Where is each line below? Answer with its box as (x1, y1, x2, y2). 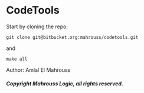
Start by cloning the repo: (6, 23, 68, 30)
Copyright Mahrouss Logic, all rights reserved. (6, 80, 124, 87)
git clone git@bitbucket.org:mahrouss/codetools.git (6, 34, 139, 40)
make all (6, 56, 28, 62)
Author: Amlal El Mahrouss (6, 66, 71, 74)
